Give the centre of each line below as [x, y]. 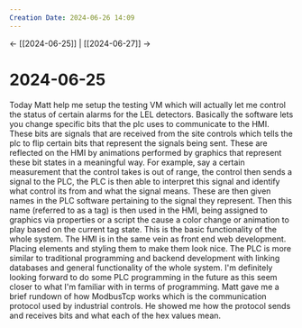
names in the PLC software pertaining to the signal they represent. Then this [151, 200]
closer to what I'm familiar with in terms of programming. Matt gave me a [144, 287]
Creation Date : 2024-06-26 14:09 [72, 18]
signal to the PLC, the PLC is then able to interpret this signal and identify [145, 181]
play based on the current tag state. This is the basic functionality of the [143, 229]
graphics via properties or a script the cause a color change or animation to [150, 219]
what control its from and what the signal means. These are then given [140, 191]
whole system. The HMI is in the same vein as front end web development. [148, 239]
